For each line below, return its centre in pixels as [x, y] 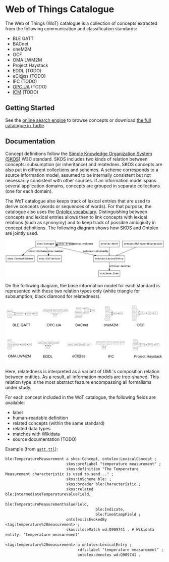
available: [15, 403]
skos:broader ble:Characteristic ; [104, 484]
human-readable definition [40, 418]
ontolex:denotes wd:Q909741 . [109, 555]
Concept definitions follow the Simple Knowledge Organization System [79, 154]
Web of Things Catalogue [60, 9]
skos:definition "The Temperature [102, 469]
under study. [18, 388]
